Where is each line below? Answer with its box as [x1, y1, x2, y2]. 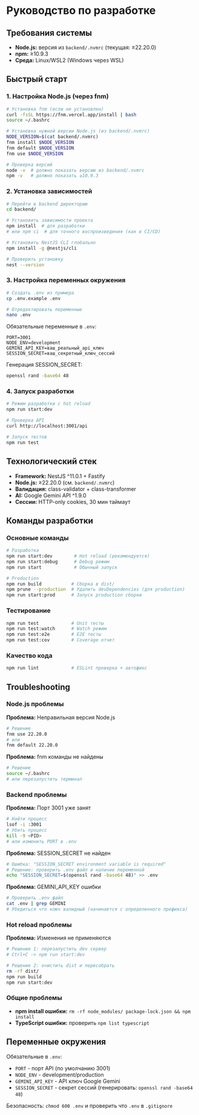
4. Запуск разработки [6, 387, 74, 396]
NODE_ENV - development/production [15, 1071, 104, 1078]
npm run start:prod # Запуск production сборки [6, 592, 142, 598]
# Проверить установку [6, 256, 64, 262]
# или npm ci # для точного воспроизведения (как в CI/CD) [6, 229, 161, 235]
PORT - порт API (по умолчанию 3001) [15, 1064, 111, 1071]
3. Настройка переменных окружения [6, 276, 126, 284]
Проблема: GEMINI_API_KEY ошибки [6, 883, 102, 891]
